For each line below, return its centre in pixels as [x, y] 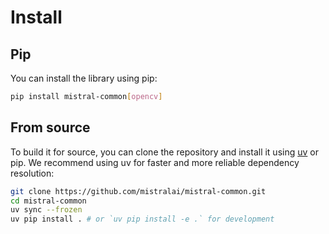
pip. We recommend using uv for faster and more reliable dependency [155, 162]
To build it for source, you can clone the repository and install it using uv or [164, 152]
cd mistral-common [48, 201]
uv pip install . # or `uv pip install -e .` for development [142, 219]
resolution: [32, 173]
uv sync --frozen [46, 210]
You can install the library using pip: [84, 78]
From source [50, 127]
